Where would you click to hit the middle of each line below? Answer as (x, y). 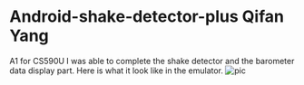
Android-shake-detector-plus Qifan (147, 17)
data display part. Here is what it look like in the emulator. (117, 71)
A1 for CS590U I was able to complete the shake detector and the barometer (152, 61)
